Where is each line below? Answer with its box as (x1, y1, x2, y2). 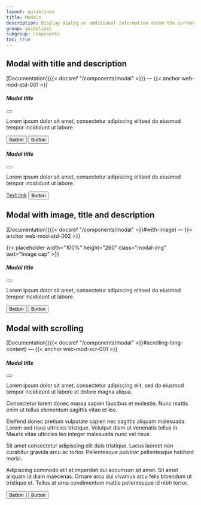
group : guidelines (6, 25, 52, 32)
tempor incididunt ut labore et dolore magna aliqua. (6, 388, 133, 395)
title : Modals (6, 14, 42, 20)
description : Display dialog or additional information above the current (6, 20, 197, 26)
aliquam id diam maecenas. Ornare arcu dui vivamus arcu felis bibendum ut (6, 473, 193, 480)
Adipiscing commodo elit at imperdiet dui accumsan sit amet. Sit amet (6, 467, 178, 474)
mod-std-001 (6, 81, 39, 88)
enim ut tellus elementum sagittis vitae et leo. (6, 406, 118, 413)
